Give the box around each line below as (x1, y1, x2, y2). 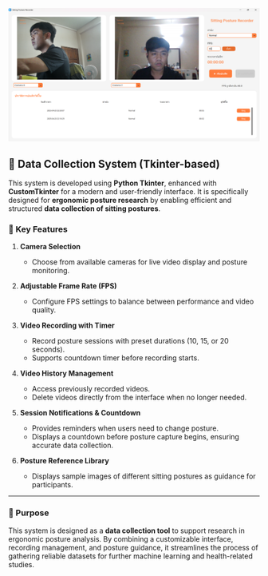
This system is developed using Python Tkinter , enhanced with (8, 178, 217, 188)
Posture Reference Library (19, 456, 109, 466)
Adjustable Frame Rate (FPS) (19, 281, 117, 291)
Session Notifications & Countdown (19, 408, 141, 418)
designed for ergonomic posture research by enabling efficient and (8, 196, 232, 205)
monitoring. (31, 266, 70, 276)
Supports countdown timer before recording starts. (31, 353, 199, 363)
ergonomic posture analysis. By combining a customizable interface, (8, 534, 234, 543)
